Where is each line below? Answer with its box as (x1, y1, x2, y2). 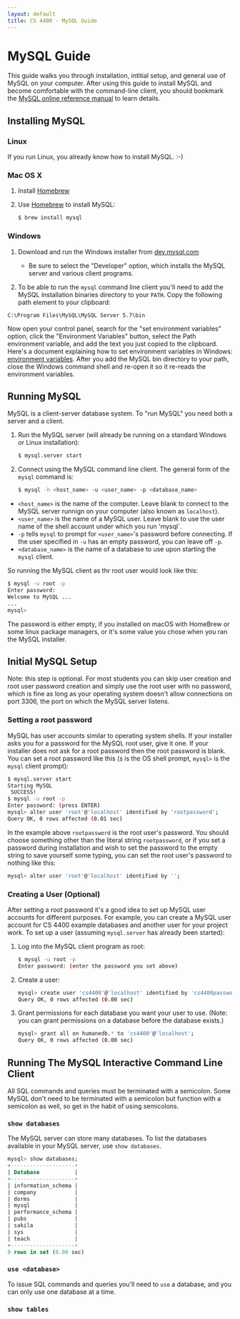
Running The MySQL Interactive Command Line (7, 1056, 224, 1068)
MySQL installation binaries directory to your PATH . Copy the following (17, 290, 223, 299)
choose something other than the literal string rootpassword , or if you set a (7, 836, 226, 844)
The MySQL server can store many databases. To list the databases (7, 1134, 207, 1143)
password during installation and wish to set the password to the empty (7, 843, 218, 852)
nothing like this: (7, 858, 56, 867)
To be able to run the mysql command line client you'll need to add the (17, 283, 224, 291)
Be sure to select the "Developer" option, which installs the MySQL (28, 261, 226, 270)
